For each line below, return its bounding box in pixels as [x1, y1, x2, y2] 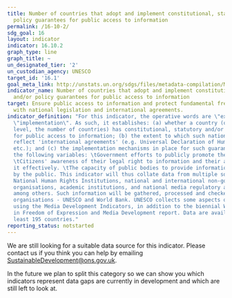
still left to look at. [7, 284, 57, 292]
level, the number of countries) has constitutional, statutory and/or [13, 126, 224, 133]
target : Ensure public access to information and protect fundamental [7, 100, 215, 107]
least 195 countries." [13, 216, 79, 223]
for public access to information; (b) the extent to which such [13, 132, 206, 139]
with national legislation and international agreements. [13, 106, 184, 113]
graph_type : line [7, 49, 57, 56]
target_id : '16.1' [7, 74, 60, 82]
